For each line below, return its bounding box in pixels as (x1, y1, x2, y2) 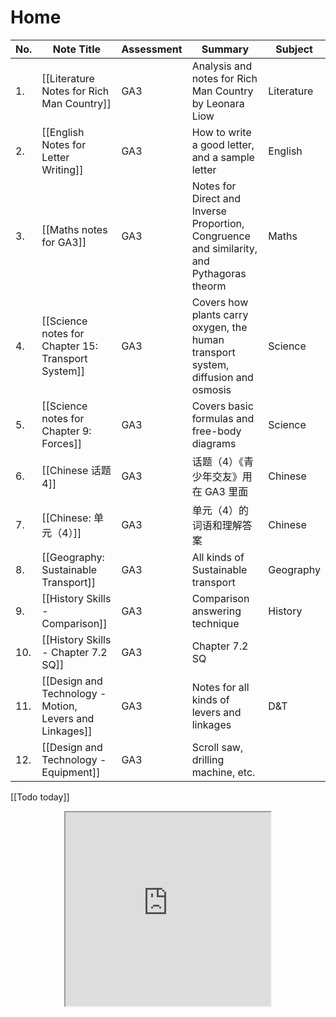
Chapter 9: (41, 424, 92, 438)
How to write (191, 125, 252, 139)
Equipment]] (41, 765, 101, 779)
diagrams (191, 436, 237, 450)
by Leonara (191, 96, 245, 110)
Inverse (191, 204, 227, 218)
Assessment (121, 42, 183, 56)
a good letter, (191, 137, 255, 151)
